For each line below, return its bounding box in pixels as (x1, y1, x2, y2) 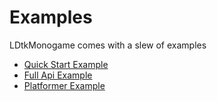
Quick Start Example (23, 58, 109, 70)
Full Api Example (23, 69, 93, 81)
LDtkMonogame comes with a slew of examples (9, 39, 207, 51)
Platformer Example (23, 79, 106, 91)
